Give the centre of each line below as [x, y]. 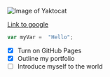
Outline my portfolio [46, 58]
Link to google [28, 24]
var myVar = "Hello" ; [40, 37]
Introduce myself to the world [60, 66]
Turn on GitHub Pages [49, 50]
